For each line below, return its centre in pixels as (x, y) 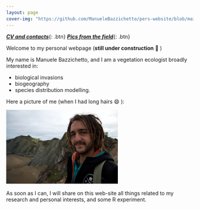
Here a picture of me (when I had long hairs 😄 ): (65, 102)
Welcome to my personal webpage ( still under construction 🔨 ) (84, 48)
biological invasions (39, 77)
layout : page (22, 12)
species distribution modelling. (52, 90)
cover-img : (20, 19)
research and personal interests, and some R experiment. (76, 199)
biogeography (32, 84)
